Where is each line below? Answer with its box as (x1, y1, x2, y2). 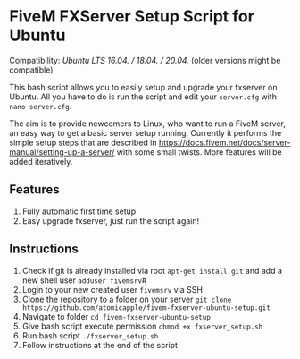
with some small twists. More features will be (116, 146, 283, 158)
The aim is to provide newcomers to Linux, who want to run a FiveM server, (9, 118, 286, 129)
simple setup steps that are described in (9, 137, 157, 148)
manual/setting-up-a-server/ (9, 146, 115, 158)
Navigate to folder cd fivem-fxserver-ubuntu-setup (21, 311, 212, 321)
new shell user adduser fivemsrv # (21, 275, 147, 286)
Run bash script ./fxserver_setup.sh (21, 329, 159, 341)
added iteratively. (9, 156, 73, 167)
